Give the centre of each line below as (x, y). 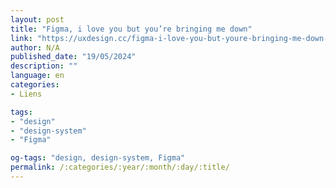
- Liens (26, 94)
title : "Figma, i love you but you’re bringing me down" (131, 29)
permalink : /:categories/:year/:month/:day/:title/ (120, 167)
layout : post (37, 19)
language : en (37, 76)
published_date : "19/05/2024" (73, 57)
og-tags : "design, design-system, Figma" (98, 158)
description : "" (44, 66)
